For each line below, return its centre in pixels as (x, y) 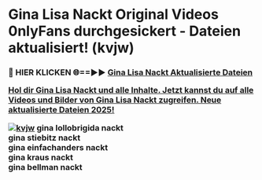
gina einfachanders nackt (58, 147)
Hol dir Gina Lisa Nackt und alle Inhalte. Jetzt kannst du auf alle (131, 90)
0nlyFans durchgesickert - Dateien (125, 31)
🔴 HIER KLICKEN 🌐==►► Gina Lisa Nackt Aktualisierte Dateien (131, 72)
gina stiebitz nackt (44, 138)
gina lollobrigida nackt (80, 127)
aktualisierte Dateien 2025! (61, 110)
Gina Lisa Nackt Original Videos (113, 15)
